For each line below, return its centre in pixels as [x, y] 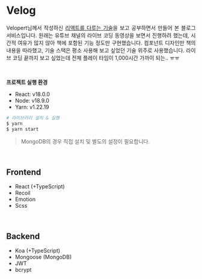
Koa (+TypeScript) [38, 251]
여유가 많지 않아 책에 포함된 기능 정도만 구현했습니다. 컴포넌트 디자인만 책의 [107, 43]
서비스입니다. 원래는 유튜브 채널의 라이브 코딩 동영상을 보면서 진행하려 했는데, [98, 35]
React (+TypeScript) [40, 187]
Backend [23, 236]
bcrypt [23, 270]
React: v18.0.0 [32, 94]
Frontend [24, 172]
